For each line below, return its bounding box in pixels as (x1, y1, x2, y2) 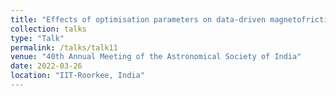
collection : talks (10, 24, 87, 34)
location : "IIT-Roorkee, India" (10, 71, 145, 81)
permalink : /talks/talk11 (10, 42, 118, 53)
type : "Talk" (10, 33, 65, 43)
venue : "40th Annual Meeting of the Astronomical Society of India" (10, 52, 302, 62)
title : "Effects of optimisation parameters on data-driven (10, 14, 267, 25)
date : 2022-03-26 (10, 61, 83, 71)
